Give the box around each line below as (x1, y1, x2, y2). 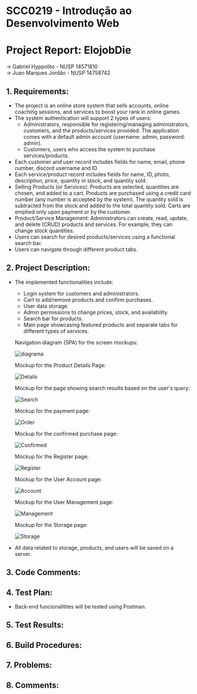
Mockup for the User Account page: (14, 476, 102, 483)
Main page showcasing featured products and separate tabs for (23, 321, 178, 328)
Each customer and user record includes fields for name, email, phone (14, 158, 185, 165)
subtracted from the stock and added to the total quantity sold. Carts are (14, 202, 191, 209)
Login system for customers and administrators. (23, 290, 140, 297)
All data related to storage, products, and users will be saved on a (14, 544, 174, 551)
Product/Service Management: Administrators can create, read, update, (14, 214, 188, 221)
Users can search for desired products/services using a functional (14, 233, 175, 240)
